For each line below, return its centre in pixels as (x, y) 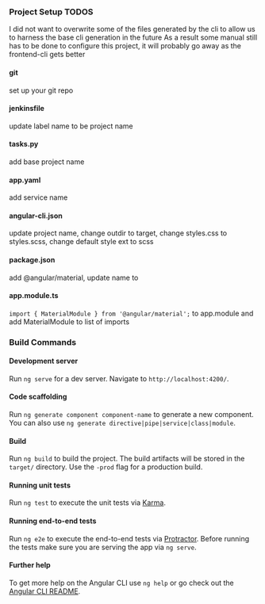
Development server (44, 361)
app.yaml (25, 180)
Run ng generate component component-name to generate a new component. (132, 415)
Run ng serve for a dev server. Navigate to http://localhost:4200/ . (119, 378)
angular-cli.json (36, 216)
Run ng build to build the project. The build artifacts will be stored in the (127, 459)
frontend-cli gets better (47, 55)
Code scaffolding (38, 397)
